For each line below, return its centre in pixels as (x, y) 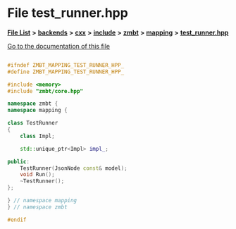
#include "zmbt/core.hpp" (45, 91)
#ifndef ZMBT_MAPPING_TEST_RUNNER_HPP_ (66, 65)
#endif (17, 220)
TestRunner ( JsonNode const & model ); (74, 168)
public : (19, 161)
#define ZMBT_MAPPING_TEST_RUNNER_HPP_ (66, 72)
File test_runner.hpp (68, 13)
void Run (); (37, 175)
